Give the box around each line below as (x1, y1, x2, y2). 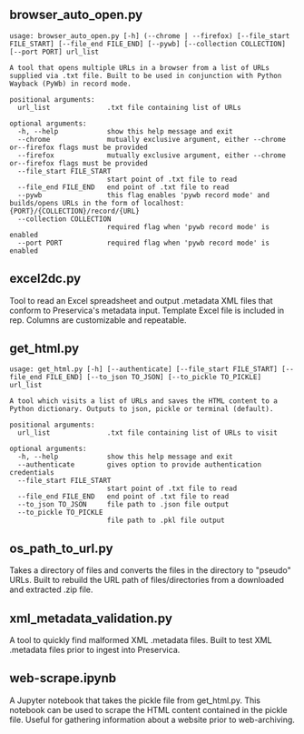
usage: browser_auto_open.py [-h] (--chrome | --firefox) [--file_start (9, 31, 290, 40)
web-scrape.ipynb (9, 670, 116, 686)
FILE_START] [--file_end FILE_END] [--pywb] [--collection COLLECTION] (9, 39, 286, 48)
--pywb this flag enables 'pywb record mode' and (17, 190, 270, 199)
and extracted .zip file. (9, 584, 93, 595)
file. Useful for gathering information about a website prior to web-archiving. (9, 714, 295, 725)
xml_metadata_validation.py (9, 610, 172, 626)
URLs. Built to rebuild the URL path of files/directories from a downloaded (9, 575, 284, 586)
